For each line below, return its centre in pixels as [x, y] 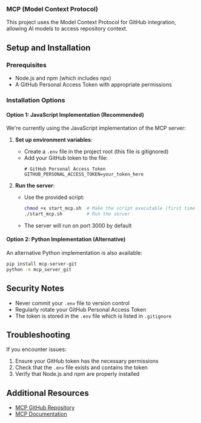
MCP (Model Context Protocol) [52, 9]
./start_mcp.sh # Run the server [77, 214]
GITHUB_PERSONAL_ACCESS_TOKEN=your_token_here [84, 174]
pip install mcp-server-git [42, 264]
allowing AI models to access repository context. [67, 28]
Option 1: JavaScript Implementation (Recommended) [75, 114]
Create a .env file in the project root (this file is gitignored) [96, 152]
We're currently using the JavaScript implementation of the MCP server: [96, 128]
